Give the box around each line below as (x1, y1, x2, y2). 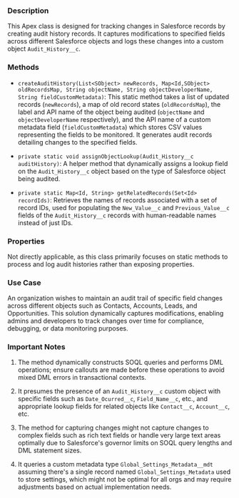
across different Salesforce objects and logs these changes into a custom (7, 37, 224, 46)
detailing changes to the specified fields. (17, 138, 138, 146)
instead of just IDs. (17, 218, 73, 227)
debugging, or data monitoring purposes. (7, 324, 128, 333)
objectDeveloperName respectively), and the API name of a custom (17, 115, 211, 123)
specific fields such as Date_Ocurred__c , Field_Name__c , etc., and (17, 395, 208, 403)
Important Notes (7, 342, 66, 352)
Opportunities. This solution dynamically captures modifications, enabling (7, 309, 224, 318)
